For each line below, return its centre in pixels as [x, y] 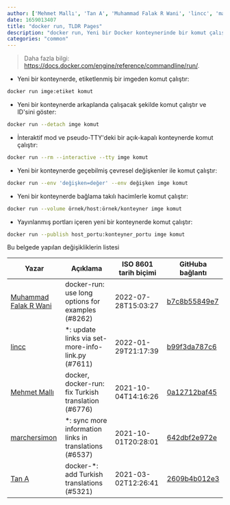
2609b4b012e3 [193, 479]
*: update [80, 330]
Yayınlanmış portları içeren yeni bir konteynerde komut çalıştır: [105, 222]
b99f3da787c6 [192, 347]
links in [76, 438]
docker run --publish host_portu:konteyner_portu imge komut [96, 234]
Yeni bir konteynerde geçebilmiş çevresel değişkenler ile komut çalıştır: [117, 170]
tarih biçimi [138, 273]
